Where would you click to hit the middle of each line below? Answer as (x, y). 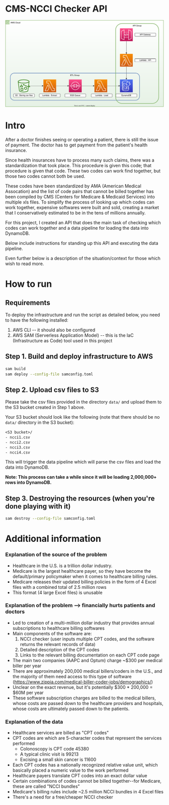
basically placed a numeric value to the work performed (70, 770)
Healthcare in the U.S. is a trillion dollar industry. (62, 566)
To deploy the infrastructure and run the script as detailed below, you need (82, 315)
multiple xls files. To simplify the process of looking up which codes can (80, 202)
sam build (16, 369)
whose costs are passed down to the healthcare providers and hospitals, (88, 703)
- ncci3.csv (18, 447)
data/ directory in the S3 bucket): (40, 423)
